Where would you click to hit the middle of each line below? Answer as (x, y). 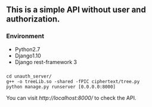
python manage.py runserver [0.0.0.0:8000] (61, 87)
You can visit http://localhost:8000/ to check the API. (71, 97)
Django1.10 (28, 56)
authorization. (33, 19)
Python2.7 (27, 49)
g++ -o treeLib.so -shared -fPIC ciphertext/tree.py (73, 81)
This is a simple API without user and (76, 10)
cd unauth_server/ (29, 76)
